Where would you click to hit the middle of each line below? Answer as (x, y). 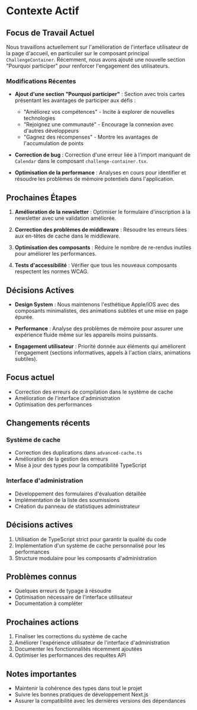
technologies (39, 118)
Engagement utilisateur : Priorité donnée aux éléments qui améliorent (100, 346)
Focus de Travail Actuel (50, 33)
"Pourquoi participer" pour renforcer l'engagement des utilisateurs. (88, 66)
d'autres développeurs (51, 131)
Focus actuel (30, 378)
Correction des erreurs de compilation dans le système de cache (94, 392)
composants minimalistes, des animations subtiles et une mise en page (101, 311)
